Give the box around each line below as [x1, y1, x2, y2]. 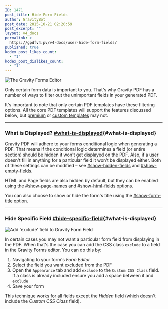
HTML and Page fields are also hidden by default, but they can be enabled [5, 178, 158, 184]
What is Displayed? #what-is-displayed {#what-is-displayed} [5, 130, 157, 137]
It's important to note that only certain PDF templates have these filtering [5, 102, 155, 108]
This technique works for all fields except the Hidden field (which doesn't [5, 293, 156, 299]
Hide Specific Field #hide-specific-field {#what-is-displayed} [5, 215, 157, 222]
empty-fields [5, 168, 31, 174]
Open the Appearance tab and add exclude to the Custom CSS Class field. [12, 267, 160, 273]
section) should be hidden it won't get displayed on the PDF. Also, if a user [5, 151, 159, 158]
